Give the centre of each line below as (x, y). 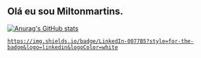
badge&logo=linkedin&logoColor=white (63, 47)
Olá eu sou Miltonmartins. (65, 12)
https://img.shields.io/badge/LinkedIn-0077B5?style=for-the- (100, 41)
